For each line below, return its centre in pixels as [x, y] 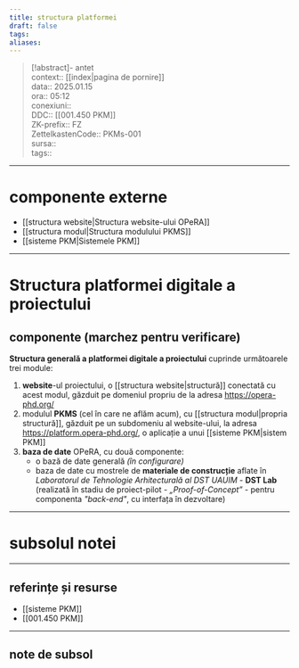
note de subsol [51, 655]
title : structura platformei [63, 17]
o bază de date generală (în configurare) [109, 461]
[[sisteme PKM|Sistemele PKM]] [81, 241]
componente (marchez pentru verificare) [125, 337]
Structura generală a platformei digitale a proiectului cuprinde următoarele [149, 359]
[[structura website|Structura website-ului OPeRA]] [116, 222]
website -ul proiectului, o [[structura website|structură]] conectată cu [149, 385]
